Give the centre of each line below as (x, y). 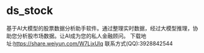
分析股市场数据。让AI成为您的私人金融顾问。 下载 (79, 36)
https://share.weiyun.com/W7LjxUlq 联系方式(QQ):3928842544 (93, 43)
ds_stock (30, 11)
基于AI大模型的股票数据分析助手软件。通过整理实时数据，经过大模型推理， (100, 28)
